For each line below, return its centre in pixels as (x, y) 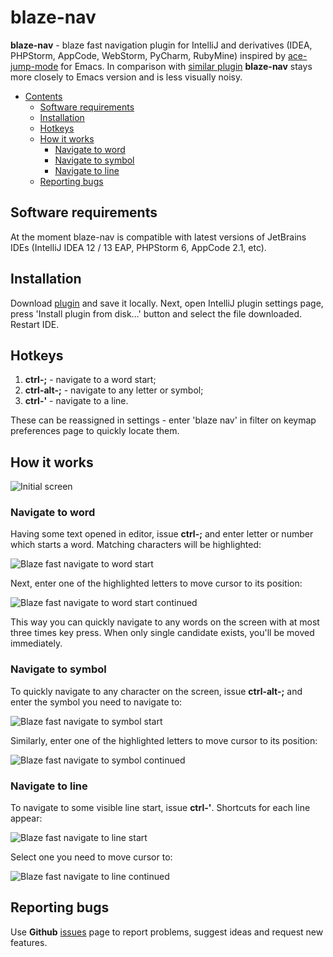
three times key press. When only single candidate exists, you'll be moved (162, 633)
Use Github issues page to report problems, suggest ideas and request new (167, 932)
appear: (26, 818)
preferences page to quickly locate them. (95, 431)
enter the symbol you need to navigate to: (96, 702)
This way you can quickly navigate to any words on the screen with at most (165, 622)
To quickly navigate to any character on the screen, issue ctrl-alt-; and (156, 691)
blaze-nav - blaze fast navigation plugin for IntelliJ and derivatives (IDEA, (161, 45)
